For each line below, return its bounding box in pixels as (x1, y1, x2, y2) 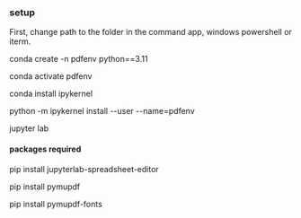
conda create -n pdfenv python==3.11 (9, 54, 148, 65)
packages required (9, 144, 82, 154)
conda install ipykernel (9, 88, 93, 100)
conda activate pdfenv (9, 71, 93, 82)
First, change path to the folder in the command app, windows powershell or (9, 27, 292, 38)
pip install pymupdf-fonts (9, 198, 103, 209)
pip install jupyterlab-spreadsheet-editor (9, 163, 159, 174)
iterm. (9, 36, 31, 47)
